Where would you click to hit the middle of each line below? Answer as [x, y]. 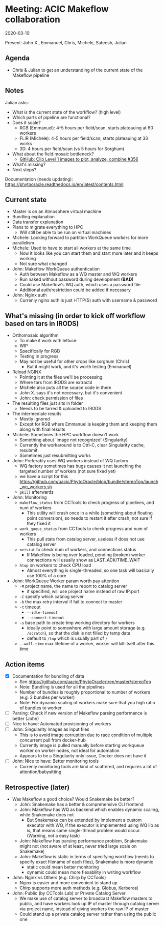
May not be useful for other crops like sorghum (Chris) [74, 361]
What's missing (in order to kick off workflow [75, 316]
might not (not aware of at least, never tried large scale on [78, 846]
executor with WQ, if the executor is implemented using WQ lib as [93, 825]
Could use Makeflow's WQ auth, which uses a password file [80, 285]
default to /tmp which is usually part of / [67, 638]
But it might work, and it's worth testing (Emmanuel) [79, 367]
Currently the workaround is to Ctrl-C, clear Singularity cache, [82, 445]
